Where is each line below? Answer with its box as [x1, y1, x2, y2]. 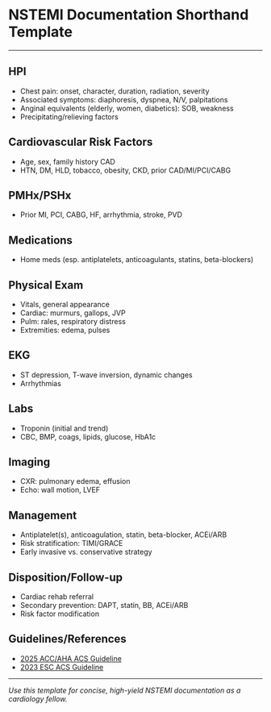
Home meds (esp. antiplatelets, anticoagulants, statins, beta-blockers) [19, 255, 254, 264]
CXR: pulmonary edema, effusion [19, 477, 131, 486]
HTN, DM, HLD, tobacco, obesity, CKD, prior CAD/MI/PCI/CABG [19, 165, 231, 175]
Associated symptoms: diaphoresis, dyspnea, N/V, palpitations [19, 94, 228, 104]
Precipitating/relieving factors [19, 111, 119, 122]
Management [8, 508, 77, 522]
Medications [8, 233, 73, 247]
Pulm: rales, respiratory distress [19, 317, 127, 326]
